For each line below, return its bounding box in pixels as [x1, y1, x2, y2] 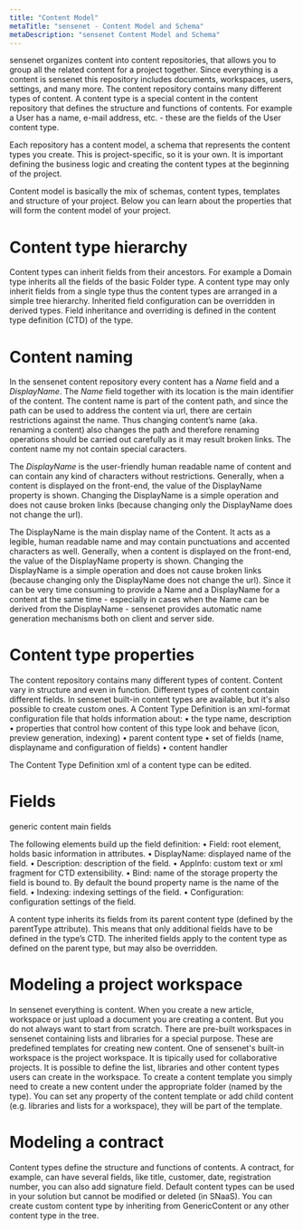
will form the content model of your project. [9, 205, 172, 216]
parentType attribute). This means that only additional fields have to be [9, 923, 273, 934]
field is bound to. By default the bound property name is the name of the [9, 877, 279, 888]
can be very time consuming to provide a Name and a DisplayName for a [9, 584, 280, 595]
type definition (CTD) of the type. [9, 315, 134, 326]
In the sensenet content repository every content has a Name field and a [9, 376, 280, 387]
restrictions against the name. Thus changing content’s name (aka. [9, 415, 258, 426]
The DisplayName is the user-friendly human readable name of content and [9, 461, 292, 472]
